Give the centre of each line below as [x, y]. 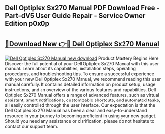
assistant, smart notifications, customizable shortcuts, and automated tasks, [83, 100]
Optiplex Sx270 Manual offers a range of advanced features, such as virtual [82, 95]
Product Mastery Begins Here [128, 58]
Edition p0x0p [27, 23]
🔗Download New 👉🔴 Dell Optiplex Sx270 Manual [82, 44]
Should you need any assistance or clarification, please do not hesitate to [80, 121]
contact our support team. [32, 126]
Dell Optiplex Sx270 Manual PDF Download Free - [82, 8]
